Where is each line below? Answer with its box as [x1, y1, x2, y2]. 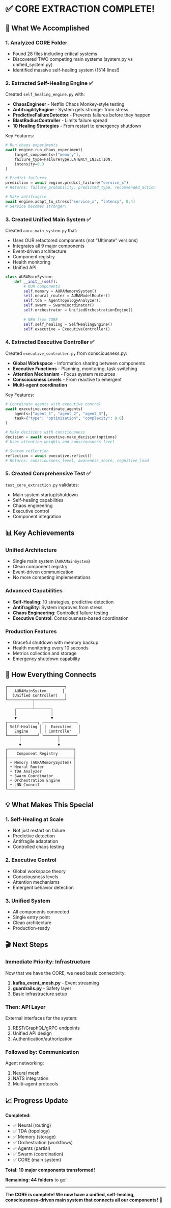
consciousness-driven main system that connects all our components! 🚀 [5, 1197, 163, 1203]
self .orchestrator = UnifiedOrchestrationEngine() [23, 307, 133, 313]
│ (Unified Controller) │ [5, 693, 67, 698]
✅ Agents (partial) [12, 1145, 51, 1151]
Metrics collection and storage [12, 650, 77, 656]
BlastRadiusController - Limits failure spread [12, 117, 108, 124]
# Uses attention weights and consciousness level [5, 439, 115, 444]
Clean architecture [12, 920, 52, 926]
